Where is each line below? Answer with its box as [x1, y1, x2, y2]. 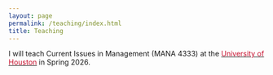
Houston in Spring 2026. [8, 57, 91, 67]
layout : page [8, 11, 53, 20]
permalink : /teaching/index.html [8, 19, 122, 27]
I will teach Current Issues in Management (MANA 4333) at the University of [8, 49, 265, 59]
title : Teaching [8, 27, 64, 35]
